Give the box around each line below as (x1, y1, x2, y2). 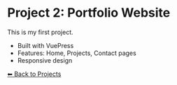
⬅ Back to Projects (7, 70, 62, 78)
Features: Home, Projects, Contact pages (17, 49, 136, 57)
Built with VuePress (17, 41, 74, 49)
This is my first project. (7, 28, 73, 36)
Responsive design (17, 56, 73, 64)
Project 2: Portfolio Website (7, 5, 171, 21)
